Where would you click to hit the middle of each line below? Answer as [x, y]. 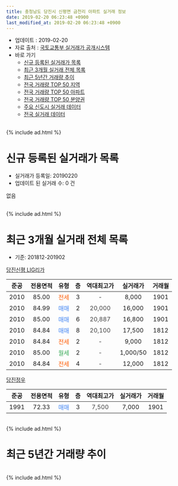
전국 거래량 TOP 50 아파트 [54, 92]
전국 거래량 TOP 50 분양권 [54, 100]
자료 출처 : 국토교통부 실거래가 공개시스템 [62, 47]
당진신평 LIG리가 [26, 270]
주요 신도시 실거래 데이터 [52, 107]
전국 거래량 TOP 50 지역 [52, 85]
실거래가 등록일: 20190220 [46, 176]
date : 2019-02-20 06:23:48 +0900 [47, 17]
